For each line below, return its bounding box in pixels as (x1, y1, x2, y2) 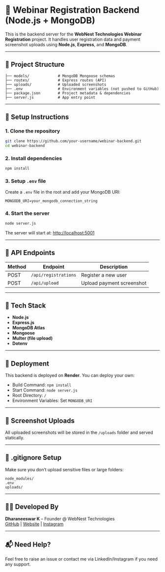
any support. (5, 561, 31, 567)
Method (7, 263, 27, 270)
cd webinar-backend (5, 143, 45, 148)
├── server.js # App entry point (5, 95, 96, 100)
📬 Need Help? (5, 541, 51, 549)
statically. (5, 435, 25, 441)
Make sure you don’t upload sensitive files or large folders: (5, 466, 124, 472)
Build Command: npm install (12, 382, 72, 388)
